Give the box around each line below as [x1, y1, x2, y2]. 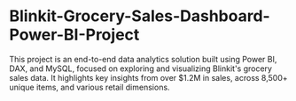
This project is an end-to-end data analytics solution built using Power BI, [9, 54, 277, 64]
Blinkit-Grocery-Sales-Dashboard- [9, 6, 270, 26]
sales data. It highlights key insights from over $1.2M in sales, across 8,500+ [9, 72, 288, 83]
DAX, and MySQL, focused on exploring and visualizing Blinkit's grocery [9, 63, 273, 74]
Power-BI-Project [9, 25, 140, 45]
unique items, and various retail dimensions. [9, 82, 170, 92]
